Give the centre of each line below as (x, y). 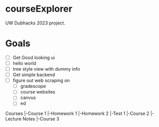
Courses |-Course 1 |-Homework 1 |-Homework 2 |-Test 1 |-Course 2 (77, 114)
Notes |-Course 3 (41, 119)
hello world (25, 63)
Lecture (14, 119)
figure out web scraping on (41, 81)
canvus (28, 98)
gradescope (33, 86)
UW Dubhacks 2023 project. (35, 23)
